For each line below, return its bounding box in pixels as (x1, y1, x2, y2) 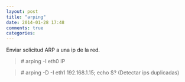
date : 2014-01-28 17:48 (6, 19, 65, 25)
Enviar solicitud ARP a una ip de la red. (6, 46, 100, 53)
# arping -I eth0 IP (20, 58, 66, 65)
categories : (6, 30, 35, 36)
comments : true (6, 25, 44, 31)
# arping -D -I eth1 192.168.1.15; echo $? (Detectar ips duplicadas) (20, 69, 180, 76)
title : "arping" (6, 14, 46, 20)
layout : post (6, 8, 38, 15)
